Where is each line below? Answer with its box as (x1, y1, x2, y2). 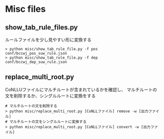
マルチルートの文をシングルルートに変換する (9, 119, 87, 124)
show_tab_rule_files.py (5, 23, 78, 32)
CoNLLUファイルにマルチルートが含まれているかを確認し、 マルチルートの (5, 86, 157, 92)
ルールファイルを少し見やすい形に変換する (5, 37, 92, 42)
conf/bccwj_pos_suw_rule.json (5, 51, 67, 56)
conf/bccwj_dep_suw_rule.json (5, 60, 67, 65)
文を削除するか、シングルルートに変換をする (5, 93, 96, 99)
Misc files (5, 3, 46, 15)
